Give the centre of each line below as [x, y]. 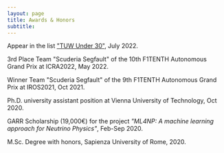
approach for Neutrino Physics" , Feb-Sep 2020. [75, 129]
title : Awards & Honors [41, 20]
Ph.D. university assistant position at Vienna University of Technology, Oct [112, 101]
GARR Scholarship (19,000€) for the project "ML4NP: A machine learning [111, 121]
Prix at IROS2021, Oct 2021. [46, 88]
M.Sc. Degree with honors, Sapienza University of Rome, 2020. [97, 142]
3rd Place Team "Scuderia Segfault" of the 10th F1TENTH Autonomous [107, 59]
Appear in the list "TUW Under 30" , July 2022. [73, 46]
